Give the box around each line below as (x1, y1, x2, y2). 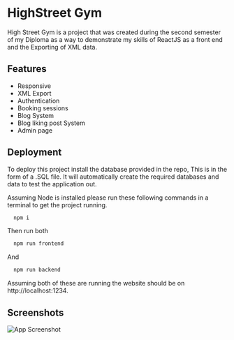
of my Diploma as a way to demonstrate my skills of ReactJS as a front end (7, 35, 224, 43)
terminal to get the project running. (7, 200, 108, 209)
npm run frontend (13, 240, 64, 247)
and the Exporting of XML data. (7, 43, 98, 51)
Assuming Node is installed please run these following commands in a (7, 193, 209, 202)
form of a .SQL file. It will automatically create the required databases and (7, 172, 219, 181)
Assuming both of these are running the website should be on (7, 279, 185, 288)
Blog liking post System (17, 119, 85, 127)
